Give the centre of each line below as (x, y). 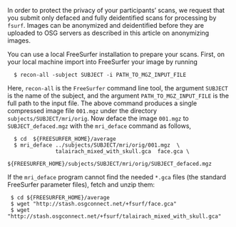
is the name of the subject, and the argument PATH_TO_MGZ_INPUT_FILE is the (118, 96)
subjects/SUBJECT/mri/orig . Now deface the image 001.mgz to (98, 118)
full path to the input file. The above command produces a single (102, 103)
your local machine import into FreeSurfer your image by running (103, 62)
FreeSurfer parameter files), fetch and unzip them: (81, 185)
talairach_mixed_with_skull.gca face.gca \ (123, 152)
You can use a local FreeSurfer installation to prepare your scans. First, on (116, 54)
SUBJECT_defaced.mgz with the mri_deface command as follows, (99, 126)
